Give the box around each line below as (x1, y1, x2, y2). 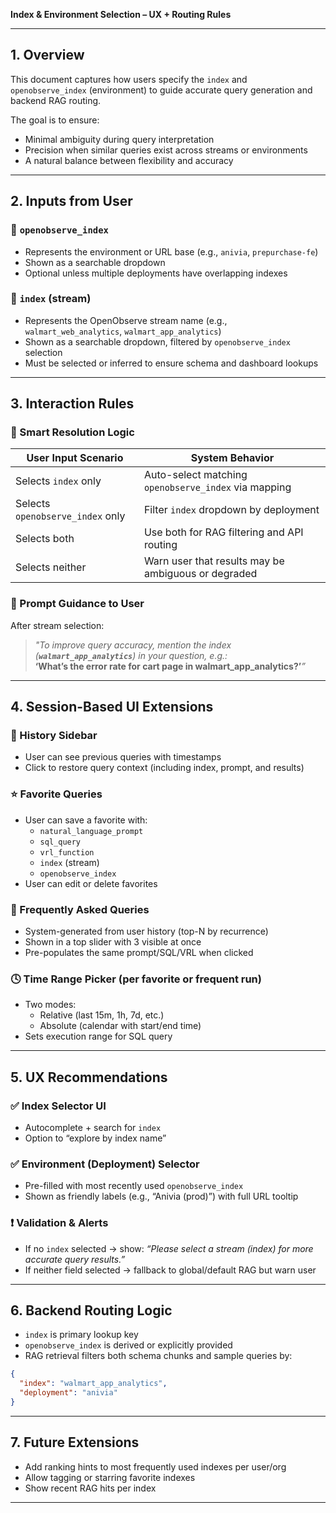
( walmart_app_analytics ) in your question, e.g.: (34, 649, 228, 661)
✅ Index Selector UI (10, 1099, 107, 1113)
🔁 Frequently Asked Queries (10, 902, 150, 916)
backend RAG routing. (10, 94, 102, 106)
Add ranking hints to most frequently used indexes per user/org (24, 1460, 287, 1473)
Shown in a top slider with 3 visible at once (24, 936, 202, 948)
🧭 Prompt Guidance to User (10, 597, 145, 611)
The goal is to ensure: (10, 114, 100, 126)
